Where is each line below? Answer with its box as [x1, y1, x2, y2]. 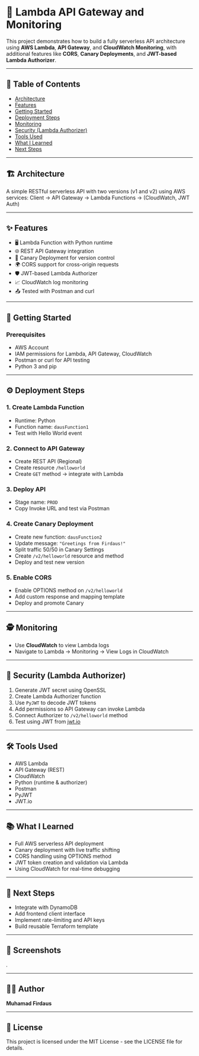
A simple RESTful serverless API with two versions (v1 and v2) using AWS [6, 187, 185, 195]
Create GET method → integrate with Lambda [14, 470, 123, 478]
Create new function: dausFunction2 [14, 533, 102, 540]
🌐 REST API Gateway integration [14, 247, 94, 255]
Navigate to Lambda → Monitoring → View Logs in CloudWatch [14, 648, 169, 655]
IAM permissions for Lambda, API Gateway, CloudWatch [14, 350, 152, 358]
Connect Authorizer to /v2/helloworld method [14, 711, 128, 718]
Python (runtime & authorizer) [14, 779, 88, 786]
